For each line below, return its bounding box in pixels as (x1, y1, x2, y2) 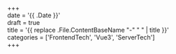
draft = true (7, 19, 41, 26)
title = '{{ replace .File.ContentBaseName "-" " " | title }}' (7, 26, 169, 34)
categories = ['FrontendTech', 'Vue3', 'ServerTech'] (7, 33, 155, 42)
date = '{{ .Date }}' (7, 11, 61, 19)
